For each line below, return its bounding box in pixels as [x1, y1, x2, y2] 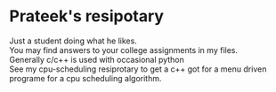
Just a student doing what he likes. [9, 35, 138, 46]
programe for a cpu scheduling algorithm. [9, 73, 162, 83]
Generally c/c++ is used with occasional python [9, 54, 184, 65]
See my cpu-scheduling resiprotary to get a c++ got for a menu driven [9, 64, 267, 74]
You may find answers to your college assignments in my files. [9, 44, 239, 55]
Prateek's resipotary [9, 6, 165, 27]
